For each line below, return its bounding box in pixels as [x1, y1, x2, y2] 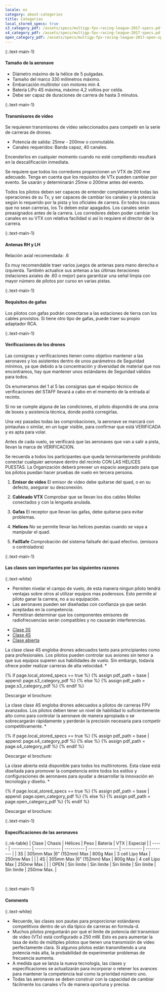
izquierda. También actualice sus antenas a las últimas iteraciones [5, 268, 140, 274]
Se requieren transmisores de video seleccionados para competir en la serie [5, 124, 161, 130]
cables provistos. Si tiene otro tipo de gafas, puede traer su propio [5, 315, 140, 321]
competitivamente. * [5, 723, 47, 729]
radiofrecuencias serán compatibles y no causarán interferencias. [12, 617, 147, 623]
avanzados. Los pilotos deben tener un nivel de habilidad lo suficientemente [5, 708, 160, 713]
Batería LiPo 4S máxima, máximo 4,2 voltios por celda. [12, 87, 124, 93]
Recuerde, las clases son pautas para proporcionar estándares [12, 918, 140, 924]
